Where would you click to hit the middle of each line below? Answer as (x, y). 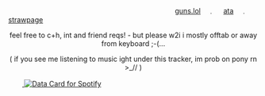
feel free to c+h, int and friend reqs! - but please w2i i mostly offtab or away (133, 35)
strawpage (26, 20)
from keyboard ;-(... (133, 44)
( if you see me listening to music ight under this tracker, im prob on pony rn (133, 59)
